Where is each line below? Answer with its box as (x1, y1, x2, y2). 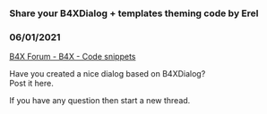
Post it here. (9, 78, 54, 89)
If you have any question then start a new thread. (9, 95, 191, 106)
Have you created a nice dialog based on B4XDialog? (9, 69, 206, 79)
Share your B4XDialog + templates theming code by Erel (9, 7, 259, 20)
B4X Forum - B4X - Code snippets (9, 52, 136, 62)
